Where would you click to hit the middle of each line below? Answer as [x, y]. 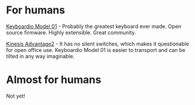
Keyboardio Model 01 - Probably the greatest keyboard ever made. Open [94, 26]
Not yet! [16, 96]
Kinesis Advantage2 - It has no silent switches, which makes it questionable [97, 44]
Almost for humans [54, 80]
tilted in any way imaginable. [40, 56]
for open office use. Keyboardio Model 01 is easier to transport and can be [96, 50]
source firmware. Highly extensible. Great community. [71, 32]
